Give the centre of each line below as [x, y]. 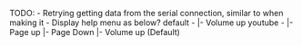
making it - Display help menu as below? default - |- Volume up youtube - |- [151, 23]
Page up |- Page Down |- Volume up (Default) [95, 32]
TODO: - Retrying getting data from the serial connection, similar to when [146, 13]
